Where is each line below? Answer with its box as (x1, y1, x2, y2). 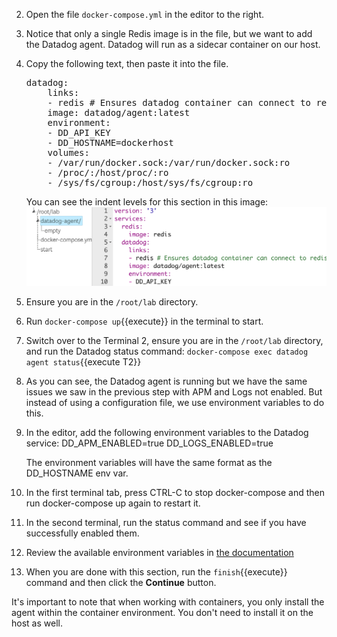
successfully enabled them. (25, 527, 140, 539)
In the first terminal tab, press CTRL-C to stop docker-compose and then (25, 487, 326, 499)
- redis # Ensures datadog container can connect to (47, 97, 311, 108)
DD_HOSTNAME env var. (25, 467, 129, 479)
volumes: (47, 147, 90, 158)
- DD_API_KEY (47, 127, 111, 138)
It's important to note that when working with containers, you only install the (11, 596, 325, 608)
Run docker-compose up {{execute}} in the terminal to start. (25, 315, 264, 328)
